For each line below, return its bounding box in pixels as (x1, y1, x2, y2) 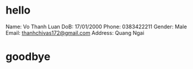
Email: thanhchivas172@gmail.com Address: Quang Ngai (5, 29, 144, 36)
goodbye (5, 50, 51, 64)
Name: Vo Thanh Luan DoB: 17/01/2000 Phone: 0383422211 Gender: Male (5, 23, 187, 30)
